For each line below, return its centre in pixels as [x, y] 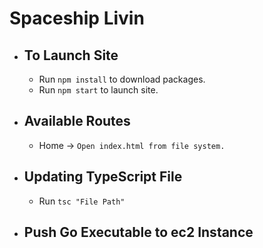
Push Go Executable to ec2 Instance [138, 232]
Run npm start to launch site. [98, 90]
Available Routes [77, 121]
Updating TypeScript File [103, 177]
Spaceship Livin [77, 18]
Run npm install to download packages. [122, 79]
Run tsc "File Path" [82, 201]
